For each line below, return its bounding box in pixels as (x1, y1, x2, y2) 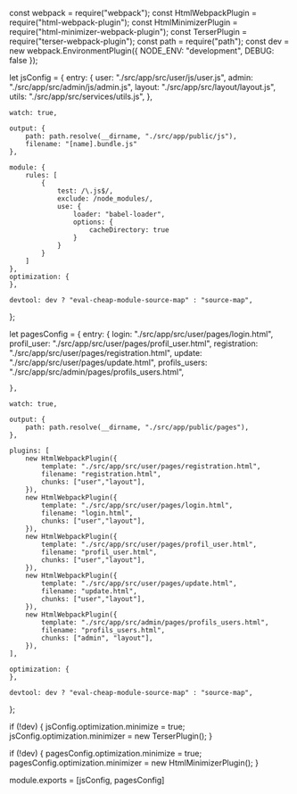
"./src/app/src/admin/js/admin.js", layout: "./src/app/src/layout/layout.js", (9, 82, 276, 92)
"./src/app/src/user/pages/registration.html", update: (9, 348, 202, 358)
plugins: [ (9, 446, 50, 455)
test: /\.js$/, (56, 186, 114, 195)
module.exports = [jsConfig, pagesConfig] (9, 775, 165, 785)
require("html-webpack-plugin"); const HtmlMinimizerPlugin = (9, 17, 238, 28)
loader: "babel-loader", (72, 210, 166, 219)
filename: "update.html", (41, 587, 138, 596)
